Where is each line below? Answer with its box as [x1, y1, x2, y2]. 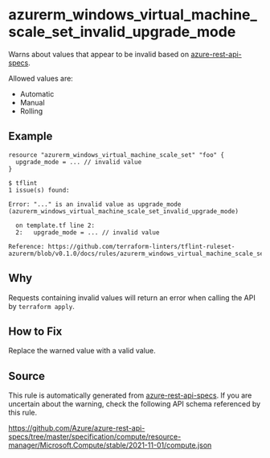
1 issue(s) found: [8, 186, 70, 194]
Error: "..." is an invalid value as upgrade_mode [8, 200, 182, 208]
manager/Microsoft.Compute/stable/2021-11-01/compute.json [8, 440, 212, 450]
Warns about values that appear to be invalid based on [8, 49, 190, 59]
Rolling [19, 106, 43, 116]
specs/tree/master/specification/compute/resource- [8, 432, 182, 442]
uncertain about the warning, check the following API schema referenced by [8, 399, 261, 409]
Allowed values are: [8, 73, 74, 83]
